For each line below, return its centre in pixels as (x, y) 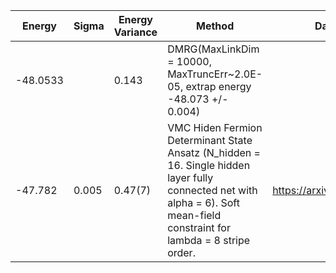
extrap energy (218, 86)
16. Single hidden (209, 165)
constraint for (199, 227)
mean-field (194, 215)
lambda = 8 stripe (209, 240)
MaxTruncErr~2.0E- (215, 74)
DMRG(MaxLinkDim (213, 49)
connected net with (212, 190)
